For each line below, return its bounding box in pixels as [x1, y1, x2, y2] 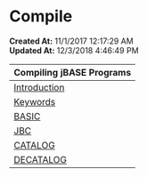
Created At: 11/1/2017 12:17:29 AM [9, 36, 134, 46]
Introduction [13, 81, 65, 93]
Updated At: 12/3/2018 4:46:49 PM [9, 44, 140, 55]
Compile [9, 6, 73, 27]
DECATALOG [13, 153, 67, 165]
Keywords [13, 95, 56, 108]
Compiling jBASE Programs [13, 66, 132, 78]
